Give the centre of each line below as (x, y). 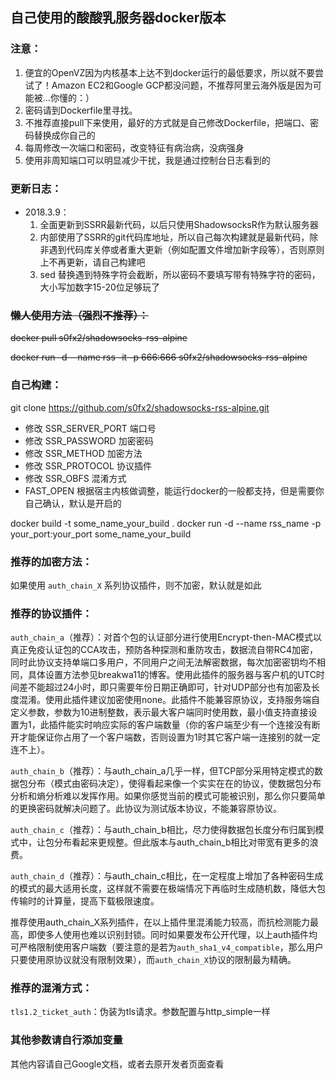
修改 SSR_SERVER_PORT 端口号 (90, 428)
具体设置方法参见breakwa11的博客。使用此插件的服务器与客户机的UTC (172, 675)
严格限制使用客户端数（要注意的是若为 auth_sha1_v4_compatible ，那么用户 (171, 947)
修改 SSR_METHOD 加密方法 (83, 453)
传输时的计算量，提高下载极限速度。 (85, 901)
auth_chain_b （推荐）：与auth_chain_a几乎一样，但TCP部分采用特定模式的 (162, 771)
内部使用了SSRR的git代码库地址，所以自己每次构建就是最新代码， (174, 237)
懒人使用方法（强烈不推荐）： (79, 315)
